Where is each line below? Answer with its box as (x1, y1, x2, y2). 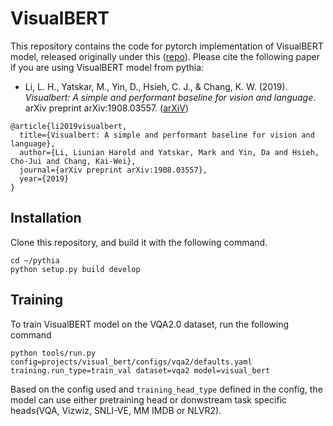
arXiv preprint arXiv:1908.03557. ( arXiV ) (24, 102, 189, 114)
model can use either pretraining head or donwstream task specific (10, 393, 288, 406)
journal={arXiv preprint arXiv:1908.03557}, (19, 165, 208, 175)
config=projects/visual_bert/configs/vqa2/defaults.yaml (10, 357, 253, 367)
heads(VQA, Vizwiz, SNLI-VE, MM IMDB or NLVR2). (10, 404, 222, 416)
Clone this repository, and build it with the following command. (10, 236, 268, 248)
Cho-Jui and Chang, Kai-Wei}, (10, 156, 137, 166)
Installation (10, 210, 82, 227)
